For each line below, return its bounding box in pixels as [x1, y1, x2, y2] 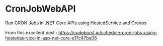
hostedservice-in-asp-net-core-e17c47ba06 [5, 35, 97, 41]
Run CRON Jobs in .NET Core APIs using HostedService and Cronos [5, 20, 147, 26]
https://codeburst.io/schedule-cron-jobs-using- [58, 29, 157, 35]
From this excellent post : [5, 29, 58, 35]
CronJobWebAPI [5, 3, 76, 15]
